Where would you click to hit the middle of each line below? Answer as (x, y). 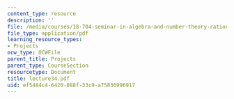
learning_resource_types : (45, 40)
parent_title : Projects (42, 59)
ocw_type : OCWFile (34, 53)
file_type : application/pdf (48, 33)
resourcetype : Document (42, 72)
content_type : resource (42, 14)
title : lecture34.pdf (39, 78)
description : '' (31, 20)
